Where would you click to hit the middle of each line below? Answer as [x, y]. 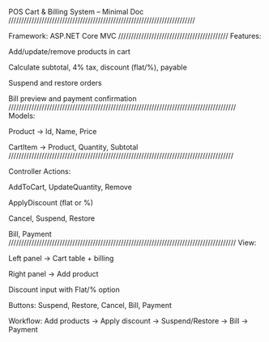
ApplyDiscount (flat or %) [51, 203]
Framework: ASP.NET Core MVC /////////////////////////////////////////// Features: [135, 36]
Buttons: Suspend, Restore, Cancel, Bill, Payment [90, 305]
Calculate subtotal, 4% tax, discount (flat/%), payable [98, 67]
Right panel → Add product [53, 274]
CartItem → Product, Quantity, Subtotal [73, 147]
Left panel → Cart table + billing [61, 258]
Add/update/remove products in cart [70, 51]
